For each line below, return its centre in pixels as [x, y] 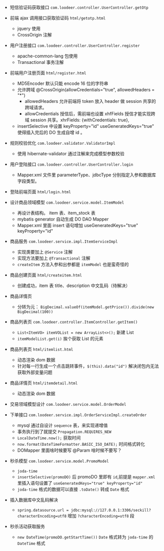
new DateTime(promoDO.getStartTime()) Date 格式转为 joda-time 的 [85, 537]
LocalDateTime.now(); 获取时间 [49, 438]
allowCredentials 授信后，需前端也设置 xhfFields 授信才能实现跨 [90, 114]
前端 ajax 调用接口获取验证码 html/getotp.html [58, 18]
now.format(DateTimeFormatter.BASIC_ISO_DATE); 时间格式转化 [81, 444]
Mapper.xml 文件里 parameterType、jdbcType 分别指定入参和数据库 [87, 175]
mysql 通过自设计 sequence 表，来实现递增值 [62, 425]
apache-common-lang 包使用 [47, 56]
